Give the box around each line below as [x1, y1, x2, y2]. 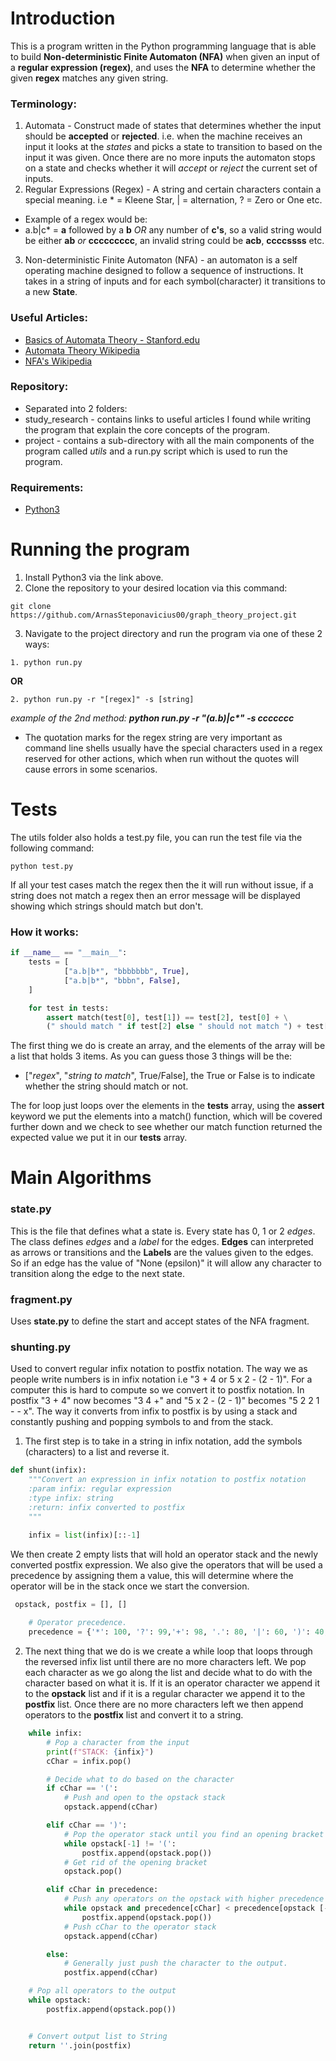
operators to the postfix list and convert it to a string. [24, 1709, 244, 1721]
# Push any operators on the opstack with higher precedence [63, 1894, 325, 1904]
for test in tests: [28, 1003, 110, 1013]
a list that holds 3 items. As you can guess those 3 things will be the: [10, 1050, 293, 1062]
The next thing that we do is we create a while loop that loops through [24, 1645, 313, 1657]
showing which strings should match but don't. [10, 900, 204, 912]
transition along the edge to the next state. [10, 1267, 185, 1279]
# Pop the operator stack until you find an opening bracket [63, 1829, 325, 1839]
